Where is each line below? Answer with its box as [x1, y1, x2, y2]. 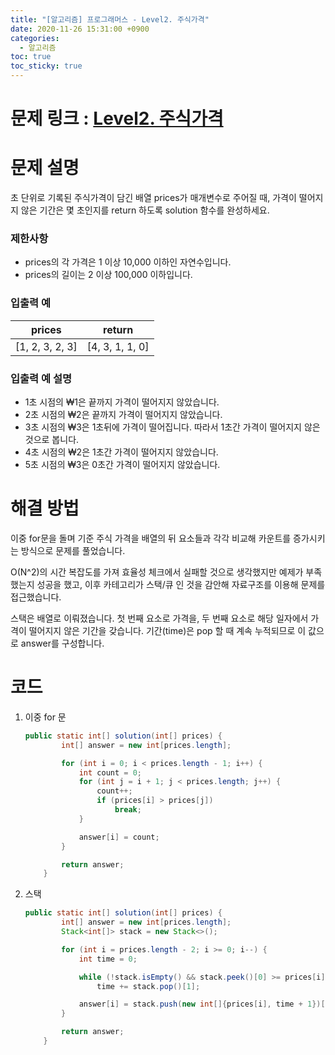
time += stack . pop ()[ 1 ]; [96, 981, 201, 991]
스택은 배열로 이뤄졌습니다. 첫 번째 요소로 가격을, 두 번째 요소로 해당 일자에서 [10, 612, 309, 624]
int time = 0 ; [78, 954, 138, 964]
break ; [114, 805, 142, 815]
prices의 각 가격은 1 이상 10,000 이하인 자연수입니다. [24, 256, 232, 268]
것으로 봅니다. [24, 434, 80, 446]
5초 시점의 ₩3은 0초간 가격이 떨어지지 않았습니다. [24, 459, 221, 471]
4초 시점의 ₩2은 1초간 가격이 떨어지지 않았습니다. [24, 446, 219, 458]
